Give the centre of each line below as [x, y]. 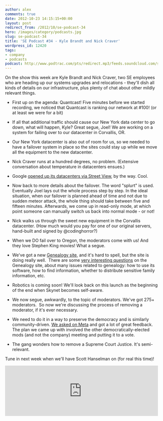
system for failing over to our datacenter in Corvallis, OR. [69, 133]
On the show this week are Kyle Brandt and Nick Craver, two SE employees [80, 78]
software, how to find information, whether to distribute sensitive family [83, 270]
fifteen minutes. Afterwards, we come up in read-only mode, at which [81, 206]
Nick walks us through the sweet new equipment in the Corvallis [76, 221]
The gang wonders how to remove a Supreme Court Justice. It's [76, 344]
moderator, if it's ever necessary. [45, 310]
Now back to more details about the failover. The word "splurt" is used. [83, 185]
